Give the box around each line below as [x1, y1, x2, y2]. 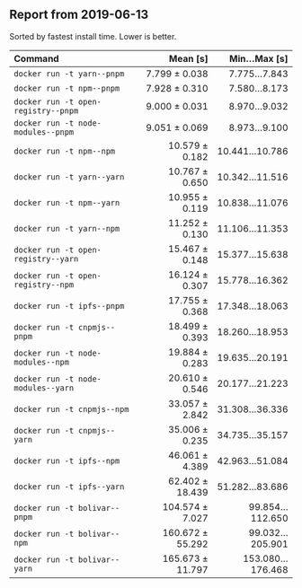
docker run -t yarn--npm [13, 224, 120, 233]
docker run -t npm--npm [13, 145, 116, 156]
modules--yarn [13, 382, 75, 393]
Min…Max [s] [228, 52, 289, 65]
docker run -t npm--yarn [13, 197, 120, 207]
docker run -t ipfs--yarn [13, 481, 125, 492]
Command [13, 52, 60, 65]
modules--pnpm [13, 127, 75, 137]
